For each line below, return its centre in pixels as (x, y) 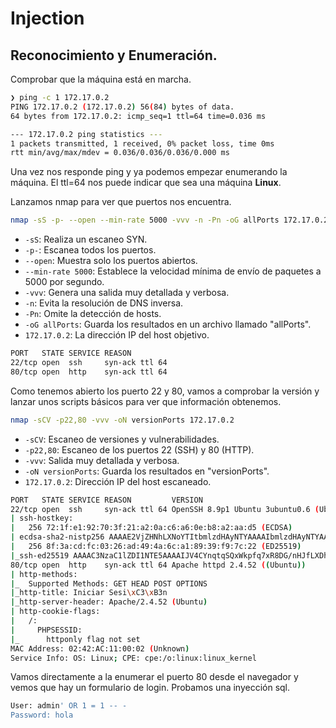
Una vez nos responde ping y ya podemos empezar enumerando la (149, 172)
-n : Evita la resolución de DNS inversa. (104, 303)
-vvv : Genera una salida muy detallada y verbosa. (127, 293)
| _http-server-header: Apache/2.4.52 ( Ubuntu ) (109, 602)
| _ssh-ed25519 (40, 555)
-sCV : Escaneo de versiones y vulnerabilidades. (122, 439)
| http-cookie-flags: (55, 612)
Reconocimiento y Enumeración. (114, 55)
